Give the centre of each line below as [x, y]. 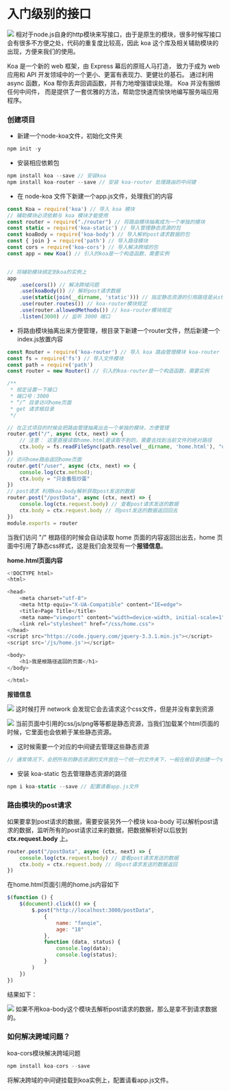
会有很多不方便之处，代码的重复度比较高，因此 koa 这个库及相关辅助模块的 [113, 42]
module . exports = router [42, 523]
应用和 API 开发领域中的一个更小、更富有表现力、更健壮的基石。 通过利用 [111, 74]
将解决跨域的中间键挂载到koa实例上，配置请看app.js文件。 [90, 1080]
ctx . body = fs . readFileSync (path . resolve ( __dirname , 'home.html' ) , [117, 447]
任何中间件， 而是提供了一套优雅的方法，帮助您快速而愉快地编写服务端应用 [113, 91]
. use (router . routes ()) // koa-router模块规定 [83, 304]
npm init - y [24, 149]
